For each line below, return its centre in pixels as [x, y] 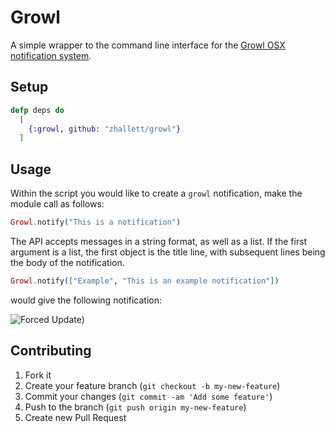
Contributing [51, 351]
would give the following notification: [86, 300]
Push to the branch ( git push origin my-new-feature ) [135, 407]
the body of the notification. [67, 262]
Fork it [38, 375]
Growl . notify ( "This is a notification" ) [96, 222]
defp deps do [37, 110]
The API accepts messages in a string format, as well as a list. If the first [159, 241]
